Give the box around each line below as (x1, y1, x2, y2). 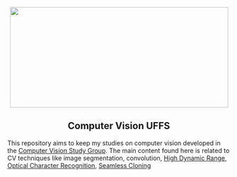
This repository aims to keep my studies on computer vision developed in (7, 138, 221, 147)
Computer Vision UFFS (67, 120, 170, 132)
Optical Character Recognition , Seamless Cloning (7, 161, 151, 169)
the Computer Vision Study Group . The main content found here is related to (7, 146, 230, 154)
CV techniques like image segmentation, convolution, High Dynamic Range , (7, 154, 228, 162)
